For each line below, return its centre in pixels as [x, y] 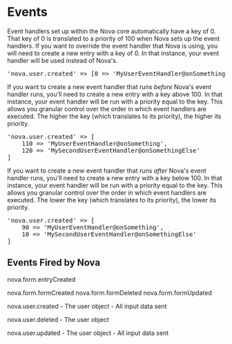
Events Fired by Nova [54, 263]
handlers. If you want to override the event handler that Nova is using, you [113, 46]
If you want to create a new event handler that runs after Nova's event [107, 171]
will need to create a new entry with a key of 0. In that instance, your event [113, 53]
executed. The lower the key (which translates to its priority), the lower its [112, 200]
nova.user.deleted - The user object [58, 319]
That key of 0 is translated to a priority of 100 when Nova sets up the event [114, 38]
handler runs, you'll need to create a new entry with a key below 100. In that [115, 178]
